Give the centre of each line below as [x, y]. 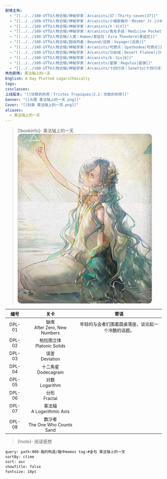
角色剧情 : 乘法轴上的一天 [28, 74]
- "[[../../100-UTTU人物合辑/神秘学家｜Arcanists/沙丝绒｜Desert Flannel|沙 [85, 52]
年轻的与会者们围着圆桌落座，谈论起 [117, 324]
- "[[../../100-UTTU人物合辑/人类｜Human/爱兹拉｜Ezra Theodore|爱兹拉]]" [83, 37]
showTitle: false [23, 467]
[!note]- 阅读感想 [35, 442]
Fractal [50, 399]
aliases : [14, 110]
